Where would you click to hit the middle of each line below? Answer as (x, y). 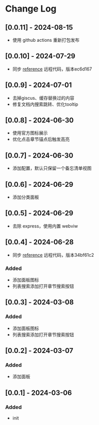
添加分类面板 (25, 197)
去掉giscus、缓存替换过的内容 (43, 98)
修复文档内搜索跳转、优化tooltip (45, 104)
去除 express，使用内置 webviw (45, 226)
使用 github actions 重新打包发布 (46, 40)
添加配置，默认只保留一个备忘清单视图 (52, 168)
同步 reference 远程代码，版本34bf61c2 (53, 255)
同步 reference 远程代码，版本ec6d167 (52, 69)
